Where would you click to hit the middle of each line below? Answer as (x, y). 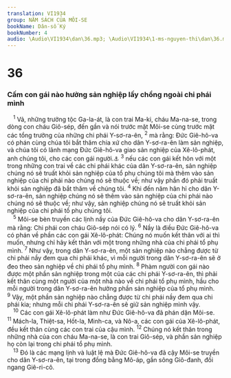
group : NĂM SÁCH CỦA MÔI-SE (47, 20)
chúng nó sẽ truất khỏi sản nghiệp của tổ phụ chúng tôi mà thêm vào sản (111, 173)
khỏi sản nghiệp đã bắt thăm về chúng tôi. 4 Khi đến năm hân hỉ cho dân (109, 188)
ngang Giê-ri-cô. (31, 367)
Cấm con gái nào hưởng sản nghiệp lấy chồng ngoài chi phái (109, 95)
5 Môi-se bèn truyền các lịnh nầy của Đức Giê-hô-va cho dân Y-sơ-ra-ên (117, 219)
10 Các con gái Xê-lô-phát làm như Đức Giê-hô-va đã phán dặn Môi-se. (114, 312)
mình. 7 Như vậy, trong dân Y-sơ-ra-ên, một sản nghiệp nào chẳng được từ (113, 250)
